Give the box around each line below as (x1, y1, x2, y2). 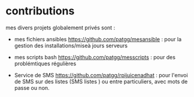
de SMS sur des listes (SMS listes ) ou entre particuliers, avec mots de (14, 78, 188, 85)
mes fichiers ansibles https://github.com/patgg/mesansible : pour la (14, 35, 182, 43)
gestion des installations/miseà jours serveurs (14, 42, 128, 49)
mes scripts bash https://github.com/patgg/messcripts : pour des (14, 53, 176, 60)
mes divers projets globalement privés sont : (5, 24, 116, 31)
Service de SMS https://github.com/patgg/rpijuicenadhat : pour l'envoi (14, 71, 188, 78)
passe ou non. (14, 84, 50, 91)
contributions (5, 4, 75, 18)
